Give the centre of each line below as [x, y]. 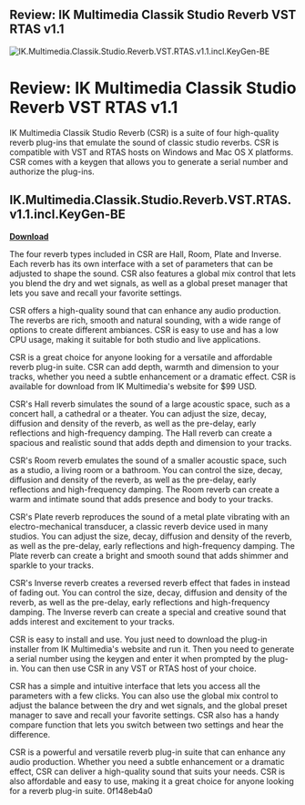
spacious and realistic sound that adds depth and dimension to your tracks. [151, 442]
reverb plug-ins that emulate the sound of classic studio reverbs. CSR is [144, 142]
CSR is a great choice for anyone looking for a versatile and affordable [141, 357]
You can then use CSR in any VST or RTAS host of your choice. [138, 668]
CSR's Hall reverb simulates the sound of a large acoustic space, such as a [150, 404]
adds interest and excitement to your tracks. [92, 621]
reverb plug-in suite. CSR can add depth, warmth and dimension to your [144, 366]
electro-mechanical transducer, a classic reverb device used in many [139, 526]
